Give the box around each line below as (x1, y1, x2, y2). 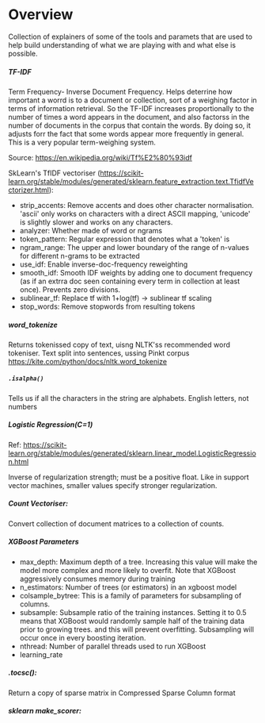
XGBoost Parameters (8, 537, 79, 547)
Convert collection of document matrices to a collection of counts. (8, 518, 225, 529)
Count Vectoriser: (8, 498, 69, 509)
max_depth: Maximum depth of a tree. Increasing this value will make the (19, 557, 258, 567)
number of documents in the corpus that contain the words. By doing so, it (8, 121, 251, 130)
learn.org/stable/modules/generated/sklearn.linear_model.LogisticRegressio (8, 448, 257, 458)
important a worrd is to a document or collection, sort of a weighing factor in (8, 95, 257, 105)
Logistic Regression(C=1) (8, 420, 93, 429)
